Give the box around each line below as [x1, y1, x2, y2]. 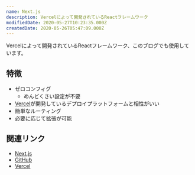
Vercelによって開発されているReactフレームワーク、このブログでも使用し [6, 42, 184, 49]
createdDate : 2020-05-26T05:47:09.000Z [6, 25, 105, 31]
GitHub [14, 156, 32, 163]
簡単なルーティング [14, 108, 61, 115]
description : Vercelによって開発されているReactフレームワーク [6, 14, 149, 20]
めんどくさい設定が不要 [23, 93, 81, 100]
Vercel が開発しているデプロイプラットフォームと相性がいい [14, 100, 160, 107]
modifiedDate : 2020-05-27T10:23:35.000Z [6, 20, 108, 25]
